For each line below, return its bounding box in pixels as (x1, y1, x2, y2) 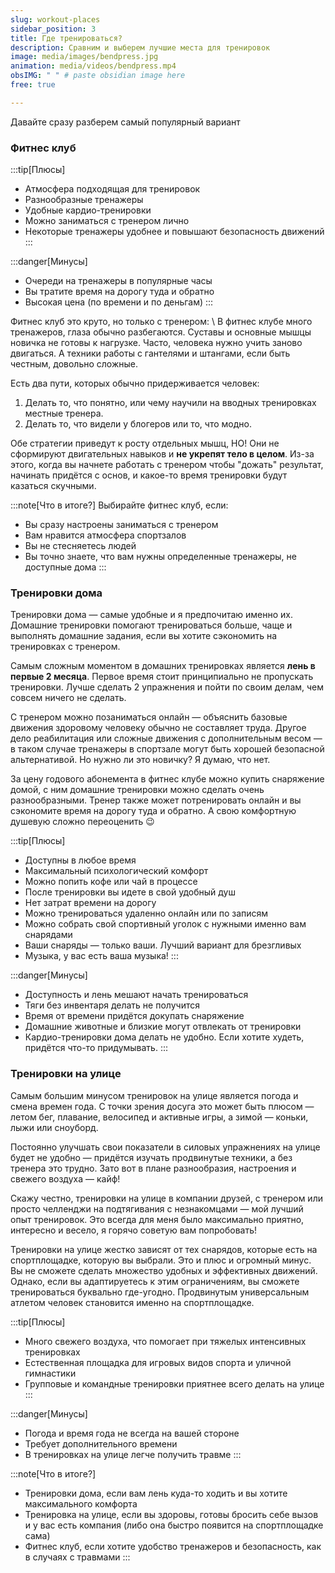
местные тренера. (24, 407, 104, 420)
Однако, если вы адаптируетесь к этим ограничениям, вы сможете (10, 1275, 300, 1287)
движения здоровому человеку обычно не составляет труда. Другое (10, 722, 307, 734)
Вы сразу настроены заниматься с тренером (24, 519, 219, 531)
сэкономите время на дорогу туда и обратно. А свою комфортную (10, 805, 297, 817)
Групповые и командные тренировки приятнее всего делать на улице (24, 1377, 325, 1390)
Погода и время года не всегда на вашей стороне (24, 1427, 240, 1439)
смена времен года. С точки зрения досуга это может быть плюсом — (10, 1100, 315, 1112)
